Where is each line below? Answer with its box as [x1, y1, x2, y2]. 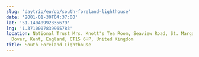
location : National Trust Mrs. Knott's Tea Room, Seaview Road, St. [6, 31, 179, 37]
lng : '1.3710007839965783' [6, 25, 73, 31]
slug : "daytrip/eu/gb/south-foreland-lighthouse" [6, 8, 131, 15]
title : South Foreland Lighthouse [6, 42, 92, 48]
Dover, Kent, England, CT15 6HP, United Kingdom [11, 36, 134, 42]
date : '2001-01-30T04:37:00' [6, 14, 78, 20]
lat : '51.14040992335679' [6, 20, 70, 26]
